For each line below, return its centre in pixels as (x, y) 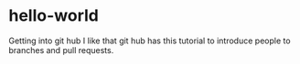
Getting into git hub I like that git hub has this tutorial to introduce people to (150, 41)
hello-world (54, 16)
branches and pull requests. (61, 50)
